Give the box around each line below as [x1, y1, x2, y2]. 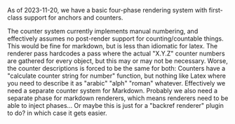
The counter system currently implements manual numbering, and [7, 27, 199, 35]
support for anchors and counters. [23, 13, 123, 22]
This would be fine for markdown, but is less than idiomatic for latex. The [7, 42, 218, 50]
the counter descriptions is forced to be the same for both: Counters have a [7, 64, 226, 72]
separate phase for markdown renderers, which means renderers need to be [7, 94, 229, 102]
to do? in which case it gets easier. [7, 109, 107, 117]
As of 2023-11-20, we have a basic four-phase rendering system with [7, 6, 208, 14]
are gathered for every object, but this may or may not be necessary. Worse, [7, 57, 228, 65]
